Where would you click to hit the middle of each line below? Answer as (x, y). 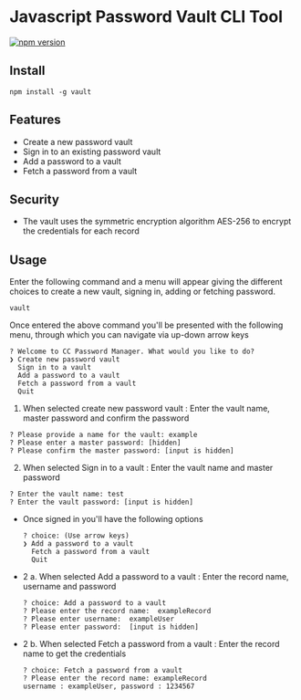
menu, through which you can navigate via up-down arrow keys (129, 335)
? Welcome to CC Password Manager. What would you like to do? (132, 352)
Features (35, 120)
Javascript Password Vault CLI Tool (146, 17)
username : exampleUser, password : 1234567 (109, 686)
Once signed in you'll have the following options (113, 519)
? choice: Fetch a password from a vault (102, 671)
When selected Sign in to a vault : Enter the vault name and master (148, 468)
